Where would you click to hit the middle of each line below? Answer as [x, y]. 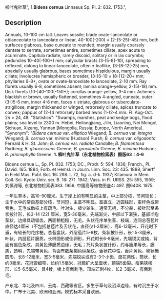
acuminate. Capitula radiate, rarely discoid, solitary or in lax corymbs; [75, 55]
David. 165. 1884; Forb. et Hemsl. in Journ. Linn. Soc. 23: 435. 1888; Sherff [80, 169]
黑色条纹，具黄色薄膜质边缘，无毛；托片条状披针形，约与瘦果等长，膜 [84, 244]
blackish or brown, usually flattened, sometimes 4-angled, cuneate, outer [79, 97]
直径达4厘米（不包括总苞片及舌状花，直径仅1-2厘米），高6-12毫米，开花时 [79, 226]
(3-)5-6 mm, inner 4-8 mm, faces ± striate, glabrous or [60, 102]
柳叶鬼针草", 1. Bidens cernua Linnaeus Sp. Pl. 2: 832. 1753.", [66, 7]
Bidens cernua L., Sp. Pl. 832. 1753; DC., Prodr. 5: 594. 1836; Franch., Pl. [78, 164]
